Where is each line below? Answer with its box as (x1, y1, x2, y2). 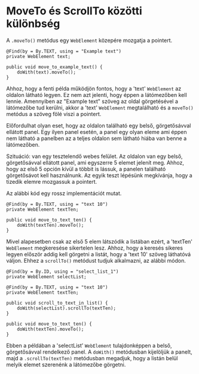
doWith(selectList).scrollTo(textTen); (17, 305, 117, 311)
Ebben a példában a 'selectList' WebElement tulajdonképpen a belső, (6, 342, 172, 349)
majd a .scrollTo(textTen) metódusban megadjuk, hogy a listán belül (6, 354, 178, 361)
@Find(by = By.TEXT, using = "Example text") (6, 48, 121, 54)
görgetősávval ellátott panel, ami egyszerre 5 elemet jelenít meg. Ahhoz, (6, 159, 184, 166)
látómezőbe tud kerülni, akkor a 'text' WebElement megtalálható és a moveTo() (6, 104, 194, 111)
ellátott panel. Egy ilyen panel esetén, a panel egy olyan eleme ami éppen (6, 128, 187, 135)
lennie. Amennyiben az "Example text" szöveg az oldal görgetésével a (6, 98, 178, 105)
